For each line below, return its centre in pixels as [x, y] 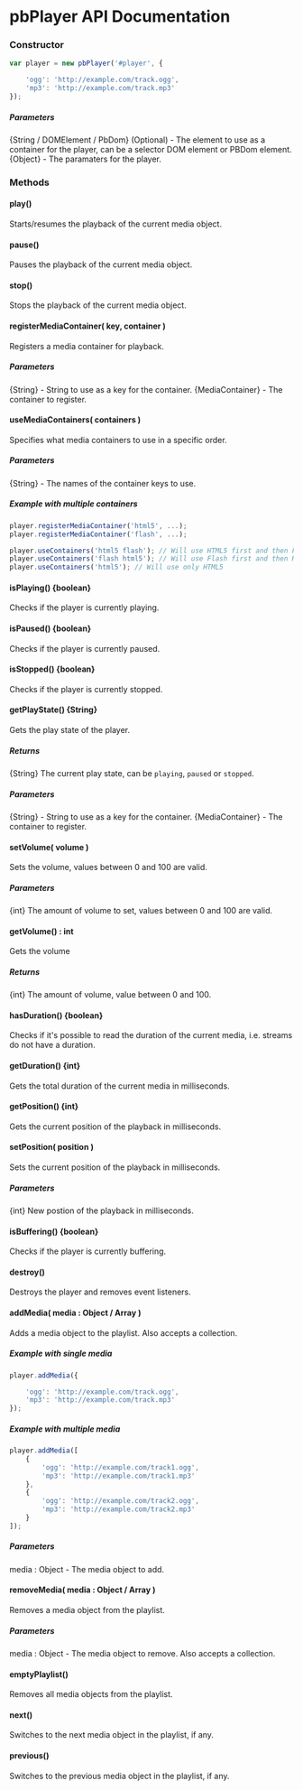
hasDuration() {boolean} [56, 1015]
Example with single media [61, 1354]
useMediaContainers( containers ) [75, 420]
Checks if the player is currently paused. [85, 648]
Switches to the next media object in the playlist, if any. [112, 1735]
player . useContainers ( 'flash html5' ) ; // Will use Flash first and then [149, 559]
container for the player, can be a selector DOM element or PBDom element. [151, 149]
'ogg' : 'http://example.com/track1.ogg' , [121, 1467]
